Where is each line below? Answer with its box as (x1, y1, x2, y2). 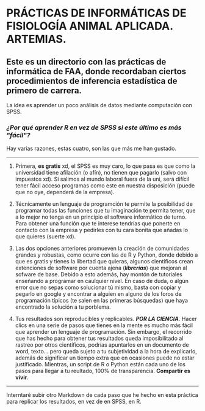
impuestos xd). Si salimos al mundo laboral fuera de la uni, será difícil (15, 175, 190, 183)
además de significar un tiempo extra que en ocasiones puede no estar (15, 354, 195, 361)
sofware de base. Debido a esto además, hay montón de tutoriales (15, 271, 183, 278)
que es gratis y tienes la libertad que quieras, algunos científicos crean (15, 258, 193, 265)
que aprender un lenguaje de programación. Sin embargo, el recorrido (15, 328, 192, 336)
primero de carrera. (6, 85, 82, 96)
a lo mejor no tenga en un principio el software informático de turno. (15, 213, 187, 221)
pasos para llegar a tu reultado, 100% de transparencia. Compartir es (15, 368, 191, 375)
